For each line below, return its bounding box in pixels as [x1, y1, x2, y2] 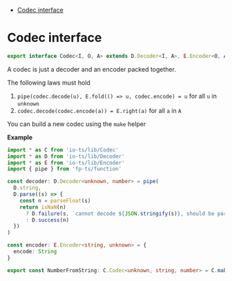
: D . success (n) [25, 216, 70, 223]
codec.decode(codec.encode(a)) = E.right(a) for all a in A [17, 106, 182, 114]
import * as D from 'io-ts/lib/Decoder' [7, 153, 126, 160]
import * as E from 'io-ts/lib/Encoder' [7, 159, 126, 166]
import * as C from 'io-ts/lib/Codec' [7, 146, 119, 154]
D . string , [13, 185, 41, 191]
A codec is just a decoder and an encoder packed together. [7, 65, 176, 73]
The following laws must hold [7, 79, 91, 87]
